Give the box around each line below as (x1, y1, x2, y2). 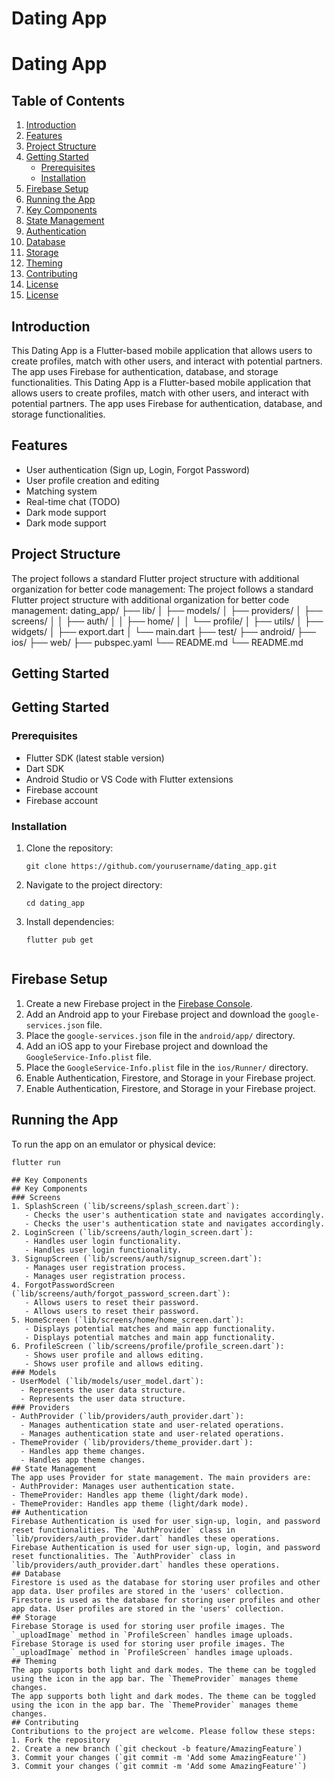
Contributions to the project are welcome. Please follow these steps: (11, 1726, 316, 1736)
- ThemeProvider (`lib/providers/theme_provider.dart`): (11, 1437, 254, 1447)
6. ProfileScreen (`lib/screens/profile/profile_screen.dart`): (11, 1341, 285, 1351)
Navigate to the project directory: (25, 879, 163, 891)
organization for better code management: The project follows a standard (11, 583, 314, 595)
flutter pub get (25, 935, 94, 945)
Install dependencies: (25, 916, 115, 927)
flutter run (11, 1157, 61, 1167)
